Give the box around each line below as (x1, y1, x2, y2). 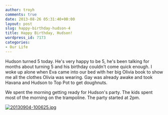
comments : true (5, 12, 37, 17)
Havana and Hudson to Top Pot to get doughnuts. (5, 79, 108, 85)
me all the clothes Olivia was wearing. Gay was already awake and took (5, 74, 153, 80)
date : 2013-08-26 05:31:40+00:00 (5, 16, 75, 21)
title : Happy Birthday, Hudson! (5, 30, 73, 35)
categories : (5, 40, 30, 45)
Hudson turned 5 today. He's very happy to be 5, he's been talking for (5, 58, 149, 64)
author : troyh (5, 7, 35, 12)
